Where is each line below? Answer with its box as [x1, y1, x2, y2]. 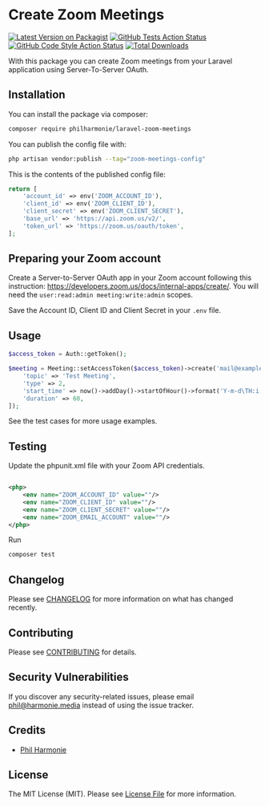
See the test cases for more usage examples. [8, 416, 158, 426]
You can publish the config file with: [8, 139, 126, 149]
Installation [8, 88, 66, 102]
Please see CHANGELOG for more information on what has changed [8, 594, 234, 604]
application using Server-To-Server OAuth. [8, 64, 150, 74]
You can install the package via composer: [8, 109, 148, 119]
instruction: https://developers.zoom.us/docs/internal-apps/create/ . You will [8, 281, 259, 291]
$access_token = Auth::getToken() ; [8, 350, 127, 358]
